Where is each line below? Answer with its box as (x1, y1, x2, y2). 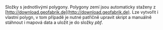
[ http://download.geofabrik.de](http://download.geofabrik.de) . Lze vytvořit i (5, 9, 159, 15)
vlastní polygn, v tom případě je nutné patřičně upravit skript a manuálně (5, 15, 152, 20)
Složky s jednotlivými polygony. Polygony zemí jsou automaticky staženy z (5, 4, 156, 10)
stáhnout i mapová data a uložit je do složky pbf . (5, 19, 103, 25)
